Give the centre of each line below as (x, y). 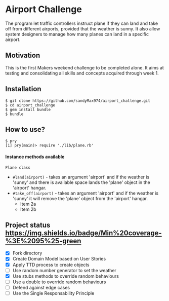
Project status (28, 225)
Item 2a (28, 204)
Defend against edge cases (41, 287)
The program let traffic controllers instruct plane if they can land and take (82, 23)
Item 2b (28, 209)
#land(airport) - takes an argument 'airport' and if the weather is (81, 177)
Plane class (18, 167)
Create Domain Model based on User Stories (59, 259)
